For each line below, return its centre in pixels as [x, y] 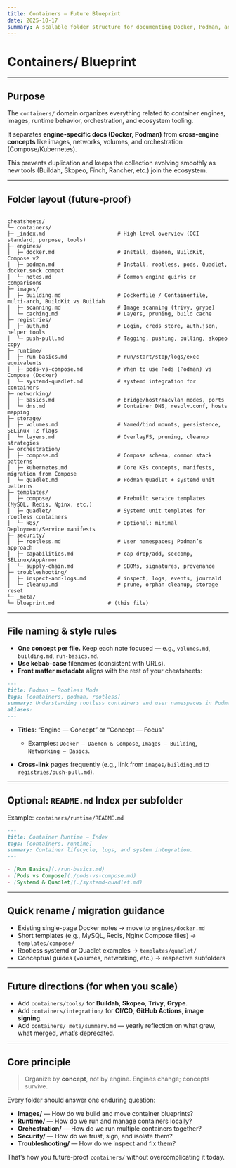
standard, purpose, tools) [47, 240]
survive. [36, 1086]
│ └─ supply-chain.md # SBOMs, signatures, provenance [111, 566]
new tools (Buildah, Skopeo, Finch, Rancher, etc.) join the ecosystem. [107, 170]
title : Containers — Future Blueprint [64, 14]
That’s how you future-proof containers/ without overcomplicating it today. [116, 1157]
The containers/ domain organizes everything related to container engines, [117, 113]
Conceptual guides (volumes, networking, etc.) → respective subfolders [122, 958]
